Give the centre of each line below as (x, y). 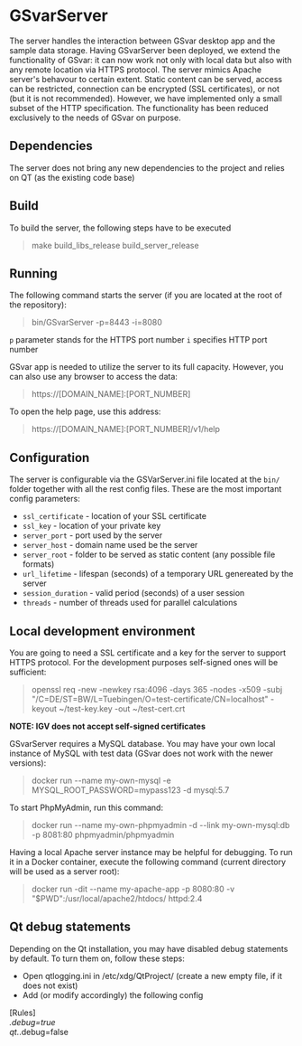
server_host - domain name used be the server (110, 545)
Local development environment (102, 631)
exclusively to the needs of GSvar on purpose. (96, 118)
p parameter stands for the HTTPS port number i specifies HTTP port (138, 340)
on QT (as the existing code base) (72, 177)
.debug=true (32, 1022)
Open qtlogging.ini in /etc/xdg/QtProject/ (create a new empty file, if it (152, 975)
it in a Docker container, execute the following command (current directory (148, 862)
